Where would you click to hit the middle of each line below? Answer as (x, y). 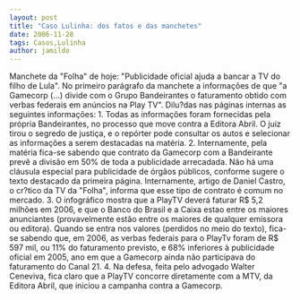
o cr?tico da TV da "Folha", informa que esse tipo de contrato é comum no (146, 191)
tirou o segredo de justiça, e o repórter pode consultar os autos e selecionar (150, 133)
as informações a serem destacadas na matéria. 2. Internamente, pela (138, 143)
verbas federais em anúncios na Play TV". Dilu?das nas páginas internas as (148, 105)
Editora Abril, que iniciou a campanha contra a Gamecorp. (116, 286)
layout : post (34, 17)
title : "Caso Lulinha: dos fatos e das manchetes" (106, 26)
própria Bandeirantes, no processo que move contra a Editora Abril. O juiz (146, 124)
